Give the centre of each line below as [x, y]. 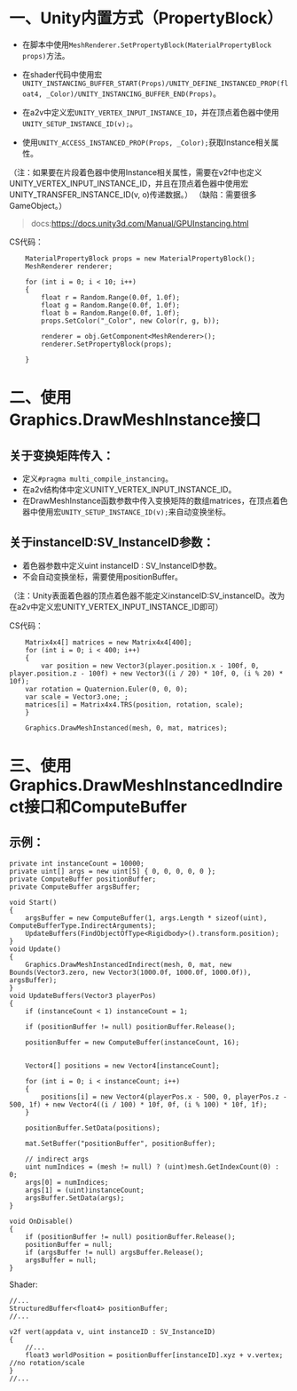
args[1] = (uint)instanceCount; [85, 1190]
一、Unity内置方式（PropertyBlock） [146, 18]
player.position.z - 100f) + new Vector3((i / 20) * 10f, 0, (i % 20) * [146, 673]
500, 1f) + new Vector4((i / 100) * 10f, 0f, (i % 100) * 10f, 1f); [138, 1104]
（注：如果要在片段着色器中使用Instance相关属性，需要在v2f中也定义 [136, 172]
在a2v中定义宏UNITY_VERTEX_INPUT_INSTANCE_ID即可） [116, 606]
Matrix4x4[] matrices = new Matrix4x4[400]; [109, 642]
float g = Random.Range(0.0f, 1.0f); [110, 305]
